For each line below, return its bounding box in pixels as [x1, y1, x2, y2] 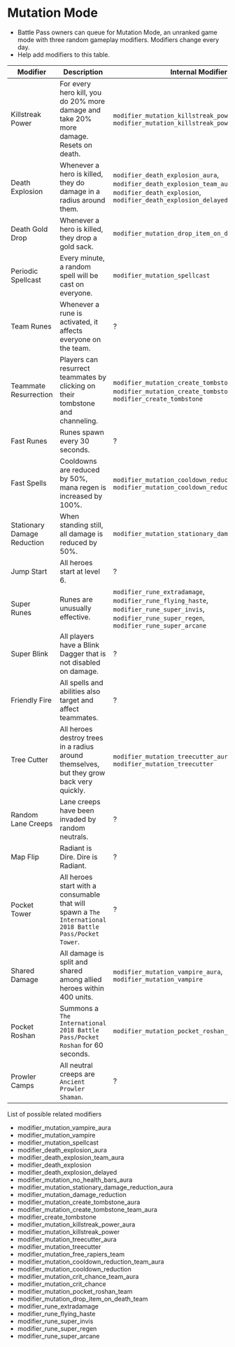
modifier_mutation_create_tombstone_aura [17, 1198, 141, 1206]
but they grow [59, 768, 106, 778]
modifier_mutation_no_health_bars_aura [17, 1175, 133, 1184]
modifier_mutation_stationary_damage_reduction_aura [17, 1182, 173, 1191]
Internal [170, 67, 197, 76]
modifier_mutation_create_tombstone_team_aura [17, 1205, 157, 1213]
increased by [59, 491, 103, 501]
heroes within [59, 983, 105, 993]
